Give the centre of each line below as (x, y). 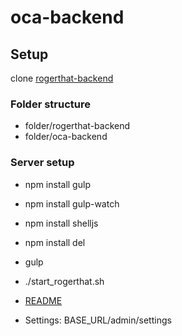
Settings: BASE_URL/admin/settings (98, 320)
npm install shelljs (61, 223)
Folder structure (50, 104)
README (43, 300)
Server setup (42, 163)
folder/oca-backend (66, 137)
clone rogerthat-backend (62, 78)
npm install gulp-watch (72, 203)
